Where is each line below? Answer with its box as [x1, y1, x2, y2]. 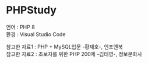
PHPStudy [6, 3, 57, 17]
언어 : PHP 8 [6, 23, 35, 30]
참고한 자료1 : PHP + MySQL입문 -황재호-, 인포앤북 [6, 43, 124, 50]
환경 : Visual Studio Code [6, 30, 66, 38]
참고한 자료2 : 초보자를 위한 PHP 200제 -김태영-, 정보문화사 [6, 50, 143, 57]
